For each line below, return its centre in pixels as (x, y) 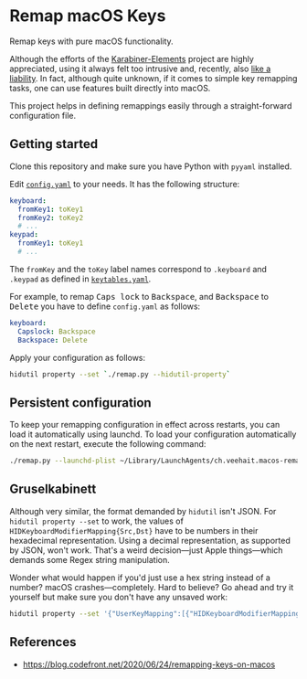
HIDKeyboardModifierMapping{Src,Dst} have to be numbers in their (134, 530)
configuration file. (42, 115)
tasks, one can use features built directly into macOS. (110, 88)
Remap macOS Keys (88, 16)
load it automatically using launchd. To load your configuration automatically (153, 434)
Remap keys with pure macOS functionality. (91, 41)
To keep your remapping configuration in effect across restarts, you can (145, 425)
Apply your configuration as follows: (78, 357)
